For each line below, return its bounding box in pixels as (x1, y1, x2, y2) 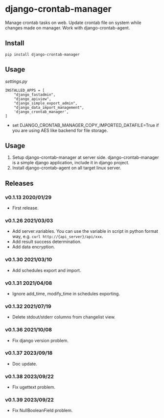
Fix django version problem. (12, 337, 69, 344)
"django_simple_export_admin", (14, 100, 78, 106)
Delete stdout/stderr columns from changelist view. (12, 314, 116, 320)
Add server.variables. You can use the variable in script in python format (12, 228, 158, 234)
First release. (12, 205, 39, 211)
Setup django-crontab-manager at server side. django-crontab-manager (12, 154, 159, 160)
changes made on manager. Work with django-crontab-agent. (5, 25, 130, 30)
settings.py (5, 78, 28, 84)
